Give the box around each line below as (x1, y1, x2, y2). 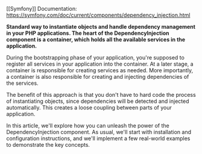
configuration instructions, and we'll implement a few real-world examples (6, 135, 191, 142)
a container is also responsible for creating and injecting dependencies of (6, 73, 189, 80)
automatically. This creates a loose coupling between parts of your (6, 104, 172, 111)
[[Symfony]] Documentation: (6, 5, 77, 12)
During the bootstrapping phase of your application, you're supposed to (6, 54, 185, 61)
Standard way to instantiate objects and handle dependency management (6, 23, 196, 30)
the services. (6, 79, 39, 87)
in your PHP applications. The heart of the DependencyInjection (6, 29, 170, 37)
